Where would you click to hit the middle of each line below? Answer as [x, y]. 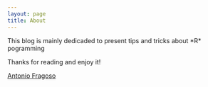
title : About [27, 21]
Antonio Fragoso [32, 76]
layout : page [27, 14]
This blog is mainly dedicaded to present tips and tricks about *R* [104, 40]
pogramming [26, 48]
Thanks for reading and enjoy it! [54, 62]
